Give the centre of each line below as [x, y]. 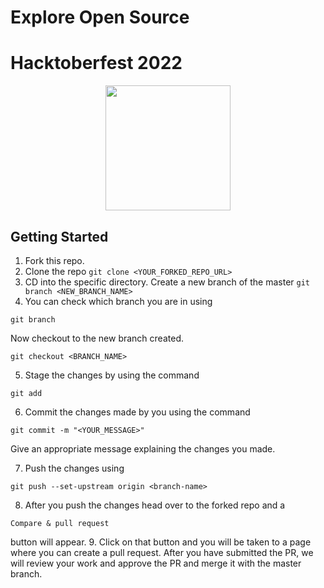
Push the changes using [74, 468]
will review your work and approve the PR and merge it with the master [156, 563]
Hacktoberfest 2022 [96, 63]
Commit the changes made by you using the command [137, 412]
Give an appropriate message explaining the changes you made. [143, 448]
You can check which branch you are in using [118, 301]
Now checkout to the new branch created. [97, 338]
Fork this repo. [54, 260]
